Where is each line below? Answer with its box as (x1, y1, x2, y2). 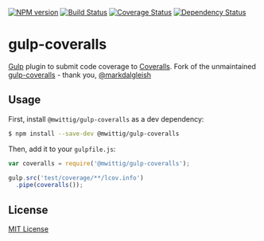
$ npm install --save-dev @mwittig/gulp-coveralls (8, 130, 180, 138)
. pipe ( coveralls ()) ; (15, 181, 83, 189)
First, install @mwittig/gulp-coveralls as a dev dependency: (8, 114, 204, 123)
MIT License (8, 224, 49, 234)
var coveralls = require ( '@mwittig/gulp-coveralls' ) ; (8, 159, 191, 167)
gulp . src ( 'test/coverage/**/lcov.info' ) (8, 173, 145, 182)
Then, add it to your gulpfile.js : (8, 144, 116, 154)
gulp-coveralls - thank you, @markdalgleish (8, 70, 152, 80)
